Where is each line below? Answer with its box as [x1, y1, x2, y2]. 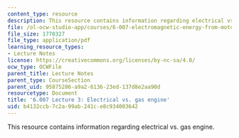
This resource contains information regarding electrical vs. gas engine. [7, 122, 215, 131]
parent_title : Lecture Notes [7, 70, 94, 77]
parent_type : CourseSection [7, 76, 91, 84]
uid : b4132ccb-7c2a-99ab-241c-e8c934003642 [7, 103, 139, 110]
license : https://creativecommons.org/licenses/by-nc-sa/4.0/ [7, 57, 196, 64]
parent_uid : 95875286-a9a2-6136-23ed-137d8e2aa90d [7, 83, 161, 90]
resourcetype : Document [7, 90, 78, 97]
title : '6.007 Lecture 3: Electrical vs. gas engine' [7, 97, 171, 104]
